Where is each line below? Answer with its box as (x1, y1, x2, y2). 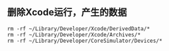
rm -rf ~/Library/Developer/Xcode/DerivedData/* (7, 25, 150, 32)
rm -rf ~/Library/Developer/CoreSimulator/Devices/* (7, 37, 163, 44)
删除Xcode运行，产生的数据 (7, 6, 127, 19)
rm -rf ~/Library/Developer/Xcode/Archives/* (7, 31, 141, 38)
